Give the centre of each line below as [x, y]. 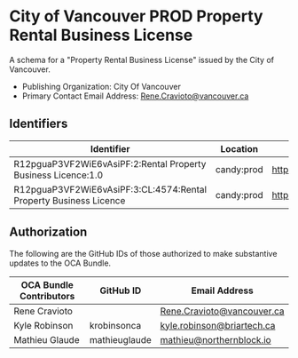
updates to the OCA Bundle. [60, 263]
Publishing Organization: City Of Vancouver [102, 86]
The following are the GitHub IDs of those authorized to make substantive [143, 253]
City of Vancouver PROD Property [136, 16]
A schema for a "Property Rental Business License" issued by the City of [142, 60]
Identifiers [39, 124]
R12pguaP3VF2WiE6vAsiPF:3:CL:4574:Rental [110, 189]
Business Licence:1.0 [59, 175]
